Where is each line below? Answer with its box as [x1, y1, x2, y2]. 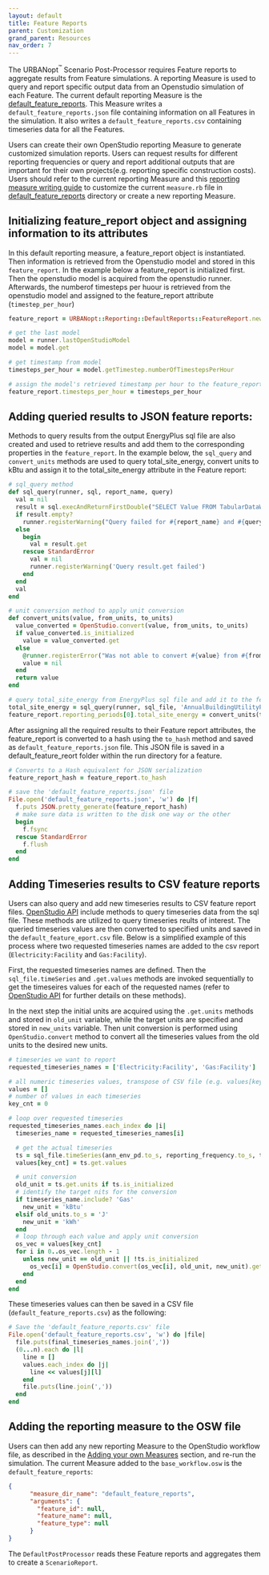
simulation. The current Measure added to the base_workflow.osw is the [8, 1458, 243, 1468]
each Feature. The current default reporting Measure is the [8, 90, 203, 100]
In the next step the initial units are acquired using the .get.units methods [8, 1006, 254, 1016]
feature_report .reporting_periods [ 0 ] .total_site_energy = [8, 711, 206, 719]
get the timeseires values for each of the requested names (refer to [8, 982, 231, 992]
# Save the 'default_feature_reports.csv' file [8, 1323, 171, 1331]
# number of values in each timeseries [8, 1093, 142, 1101]
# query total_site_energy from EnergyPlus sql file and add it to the [8, 696, 252, 704]
